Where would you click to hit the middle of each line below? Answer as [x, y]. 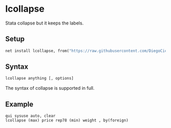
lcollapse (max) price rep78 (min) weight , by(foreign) [67, 120]
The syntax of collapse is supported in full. [50, 88]
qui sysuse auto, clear [31, 116]
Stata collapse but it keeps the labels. [45, 23]
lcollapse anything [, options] [39, 79]
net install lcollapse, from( [37, 51]
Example [19, 104]
